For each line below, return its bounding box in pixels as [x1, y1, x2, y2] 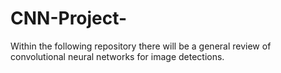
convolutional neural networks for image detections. [10, 50, 225, 62]
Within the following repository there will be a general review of [10, 40, 272, 52]
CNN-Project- [10, 7, 128, 30]
